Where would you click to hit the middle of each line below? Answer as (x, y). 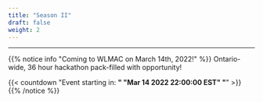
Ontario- (227, 59)
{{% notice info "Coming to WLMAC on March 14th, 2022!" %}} (110, 59)
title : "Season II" (40, 15)
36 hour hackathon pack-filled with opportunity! (104, 68)
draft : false (29, 23)
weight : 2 (24, 30)
